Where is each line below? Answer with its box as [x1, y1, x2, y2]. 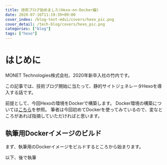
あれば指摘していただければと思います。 [18, 113, 103, 119]
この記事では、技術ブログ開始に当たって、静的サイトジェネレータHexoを [5, 83, 158, 89]
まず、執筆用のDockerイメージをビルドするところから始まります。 [5, 143, 144, 150]
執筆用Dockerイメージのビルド [5, 129, 102, 138]
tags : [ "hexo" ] [5, 31, 37, 36]
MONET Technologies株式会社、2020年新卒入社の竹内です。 [5, 72, 133, 78]
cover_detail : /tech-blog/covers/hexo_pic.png [5, 21, 105, 27]
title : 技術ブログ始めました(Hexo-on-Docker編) [5, 7, 99, 13]
